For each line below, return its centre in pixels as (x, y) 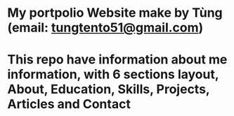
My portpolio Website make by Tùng (115, 13)
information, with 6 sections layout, (113, 74)
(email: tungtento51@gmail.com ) (105, 28)
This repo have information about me (117, 60)
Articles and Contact (69, 104)
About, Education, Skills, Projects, (109, 89)
